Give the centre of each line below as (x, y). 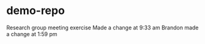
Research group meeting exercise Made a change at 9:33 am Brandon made (102, 28)
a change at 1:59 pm (32, 34)
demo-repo (36, 11)
